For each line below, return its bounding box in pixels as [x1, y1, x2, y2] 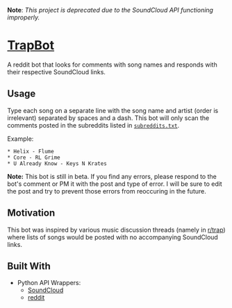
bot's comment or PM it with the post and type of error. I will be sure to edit [7, 180, 222, 188]
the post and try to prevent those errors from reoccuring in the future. [7, 187, 206, 195]
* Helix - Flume [7, 148, 54, 155]
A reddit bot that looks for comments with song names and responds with [7, 60, 217, 69]
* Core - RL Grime [7, 154, 60, 161]
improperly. [7, 13, 40, 22]
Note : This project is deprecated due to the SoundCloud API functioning [7, 6, 214, 14]
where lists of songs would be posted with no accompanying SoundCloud [7, 232, 219, 241]
